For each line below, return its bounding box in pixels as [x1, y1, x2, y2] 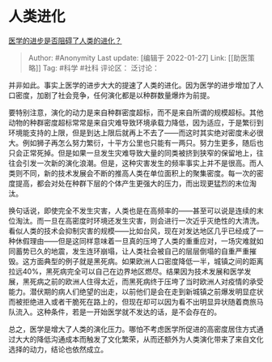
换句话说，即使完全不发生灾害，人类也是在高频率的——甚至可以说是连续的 [8, 206, 257, 215]
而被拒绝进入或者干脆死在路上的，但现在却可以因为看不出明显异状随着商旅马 [8, 296, 264, 306]
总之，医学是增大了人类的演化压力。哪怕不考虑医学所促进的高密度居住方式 [8, 324, 257, 334]
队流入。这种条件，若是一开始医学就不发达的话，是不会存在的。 [8, 307, 221, 317]
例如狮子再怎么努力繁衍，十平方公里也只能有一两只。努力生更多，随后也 [22, 138, 264, 147]
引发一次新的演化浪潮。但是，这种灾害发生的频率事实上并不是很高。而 [22, 158, 257, 168]
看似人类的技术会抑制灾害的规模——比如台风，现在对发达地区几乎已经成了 [8, 226, 257, 236]
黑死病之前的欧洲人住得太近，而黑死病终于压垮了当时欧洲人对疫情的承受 [22, 276, 264, 286]
